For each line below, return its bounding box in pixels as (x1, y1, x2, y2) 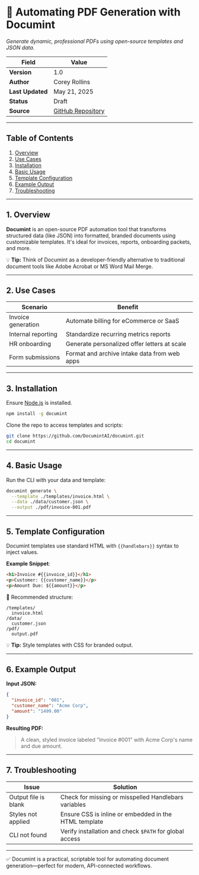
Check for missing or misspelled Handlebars (60, 793, 184, 801)
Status (9, 97, 28, 105)
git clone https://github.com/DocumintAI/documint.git (6, 433, 145, 439)
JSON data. (6, 44, 35, 51)
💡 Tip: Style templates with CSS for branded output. (6, 641, 133, 649)
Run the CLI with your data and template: (6, 476, 106, 483)
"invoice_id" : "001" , (11, 697, 65, 703)
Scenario (21, 303, 48, 311)
